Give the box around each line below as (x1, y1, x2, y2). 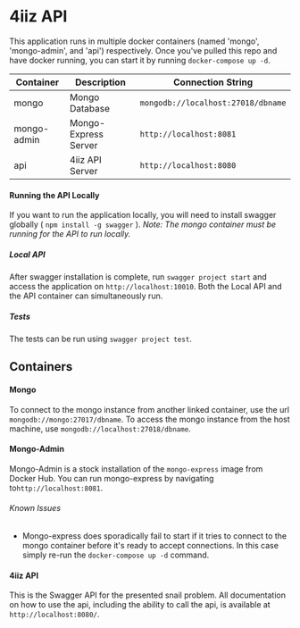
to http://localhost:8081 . (9, 482, 104, 493)
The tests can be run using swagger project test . (9, 333, 192, 345)
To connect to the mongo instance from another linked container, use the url (9, 404, 290, 414)
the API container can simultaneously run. (9, 290, 163, 301)
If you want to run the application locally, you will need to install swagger (9, 210, 277, 221)
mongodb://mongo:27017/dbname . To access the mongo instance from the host (9, 414, 290, 424)
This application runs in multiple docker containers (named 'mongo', (9, 36, 260, 46)
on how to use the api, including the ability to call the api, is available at (9, 599, 271, 610)
